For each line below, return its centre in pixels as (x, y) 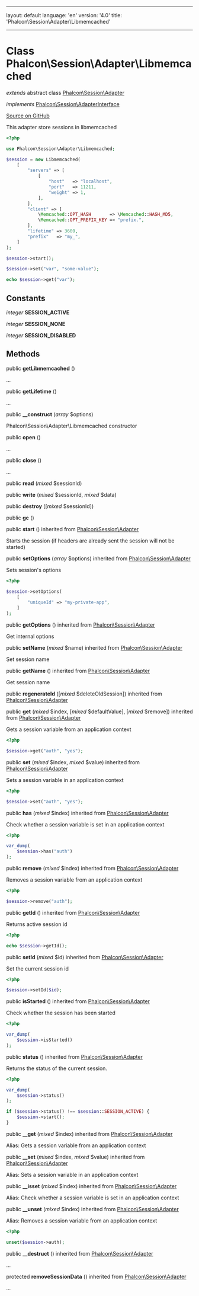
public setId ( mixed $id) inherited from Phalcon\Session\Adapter (85, 957)
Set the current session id (38, 968)
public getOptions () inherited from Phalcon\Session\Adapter (81, 625)
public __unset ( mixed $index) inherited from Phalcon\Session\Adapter (92, 1209)
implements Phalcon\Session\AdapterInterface (63, 104)
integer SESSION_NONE (36, 324)
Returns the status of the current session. (57, 1068)
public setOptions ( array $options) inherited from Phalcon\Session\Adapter (98, 558)
